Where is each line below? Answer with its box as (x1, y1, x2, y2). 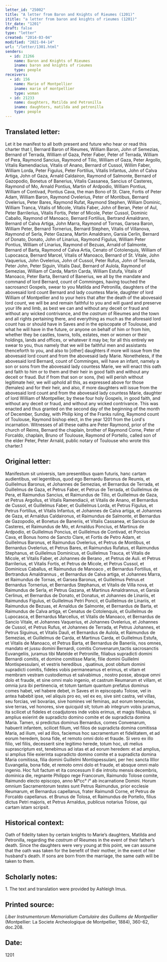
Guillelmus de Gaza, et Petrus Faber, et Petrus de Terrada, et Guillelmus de (5, 486, 159, 492)
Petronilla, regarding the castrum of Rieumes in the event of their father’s (5, 837, 155, 843)
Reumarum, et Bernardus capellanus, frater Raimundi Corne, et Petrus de (5, 788, 156, 794)
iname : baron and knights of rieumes (14, 63, 93, 68)
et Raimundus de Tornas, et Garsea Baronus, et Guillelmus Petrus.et (5, 576, 145, 582)
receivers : (5, 72, 28, 77)
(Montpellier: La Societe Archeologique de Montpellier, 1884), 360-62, (5, 919, 150, 925)
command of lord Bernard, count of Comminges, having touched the (5, 279, 146, 285)
